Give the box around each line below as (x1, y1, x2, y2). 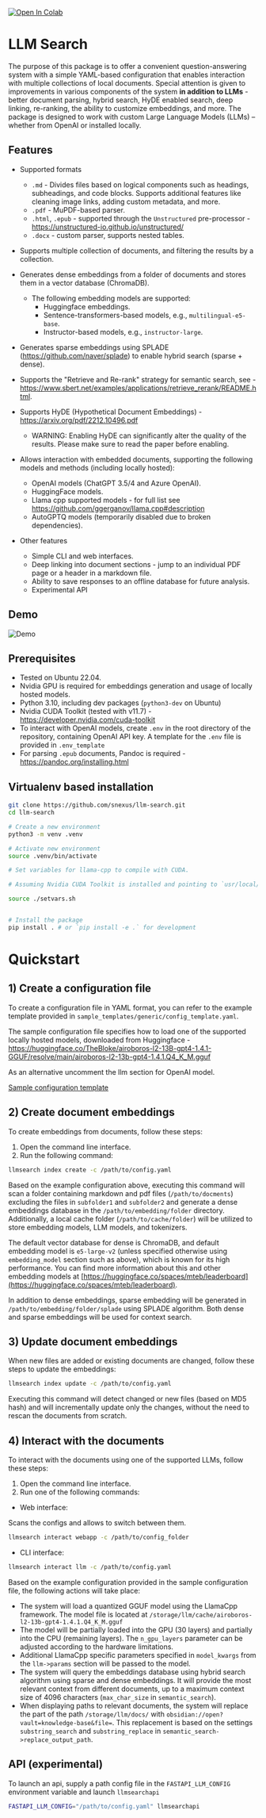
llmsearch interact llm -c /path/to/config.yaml (8, 1563, 172, 1571)
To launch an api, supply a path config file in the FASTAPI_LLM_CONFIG (8, 1778, 231, 1788)
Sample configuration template (8, 1083, 109, 1092)
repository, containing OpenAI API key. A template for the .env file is (19, 732, 241, 742)
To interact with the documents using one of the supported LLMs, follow (8, 1456, 244, 1464)
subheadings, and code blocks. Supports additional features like (31, 188, 241, 198)
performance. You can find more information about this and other (8, 1263, 222, 1272)
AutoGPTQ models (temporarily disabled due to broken (31, 512, 211, 521)
